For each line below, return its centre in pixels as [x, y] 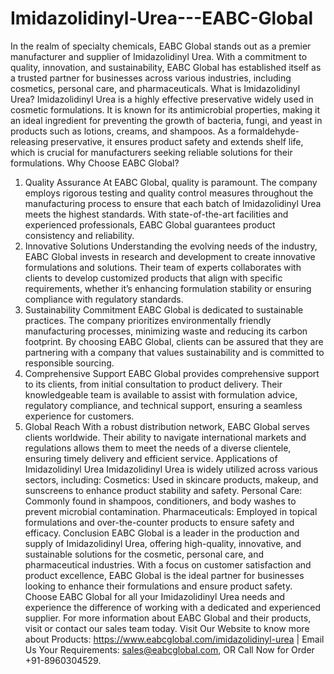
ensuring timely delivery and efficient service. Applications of [151, 458]
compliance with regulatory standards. [104, 299]
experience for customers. [79, 416]
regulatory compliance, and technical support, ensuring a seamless [163, 405]
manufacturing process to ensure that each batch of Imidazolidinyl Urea [173, 203]
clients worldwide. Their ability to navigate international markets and [165, 437]
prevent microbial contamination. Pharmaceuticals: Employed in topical [171, 511]
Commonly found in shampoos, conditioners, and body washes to [160, 501]
